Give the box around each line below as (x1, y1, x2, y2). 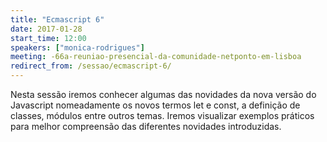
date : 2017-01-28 (10, 24, 83, 34)
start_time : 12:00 (10, 33, 87, 43)
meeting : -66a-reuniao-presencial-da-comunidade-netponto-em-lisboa (10, 52, 302, 62)
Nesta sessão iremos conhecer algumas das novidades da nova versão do (10, 89, 317, 100)
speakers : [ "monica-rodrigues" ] (10, 42, 145, 53)
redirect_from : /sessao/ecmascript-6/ (10, 61, 172, 71)
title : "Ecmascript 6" (10, 14, 105, 25)
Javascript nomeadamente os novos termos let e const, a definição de (10, 99, 301, 111)
